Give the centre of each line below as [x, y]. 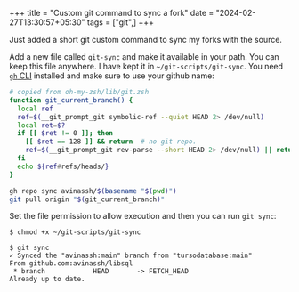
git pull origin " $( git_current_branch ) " [87, 199]
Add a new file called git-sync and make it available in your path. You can [144, 57]
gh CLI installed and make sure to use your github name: [112, 76]
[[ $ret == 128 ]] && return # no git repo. [111, 142]
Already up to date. [48, 280]
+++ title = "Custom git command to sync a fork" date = [112, 13]
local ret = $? [41, 125]
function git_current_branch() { [71, 100]
